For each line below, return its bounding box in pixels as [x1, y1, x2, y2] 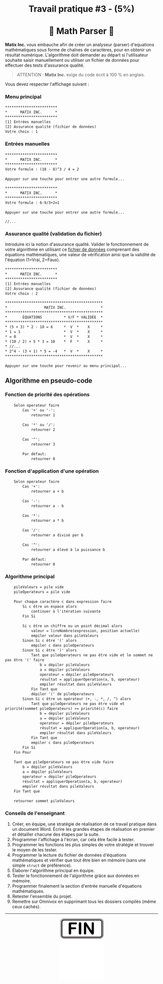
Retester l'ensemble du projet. [12, 893, 73, 899]
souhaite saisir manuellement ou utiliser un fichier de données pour [5, 57, 140, 63]
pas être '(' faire [5, 658, 45, 663]
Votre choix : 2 [5, 291, 38, 296]
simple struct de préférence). [12, 862, 72, 868]
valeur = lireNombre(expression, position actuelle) [31, 629, 140, 633]
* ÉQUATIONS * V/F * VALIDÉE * [5, 315, 103, 320]
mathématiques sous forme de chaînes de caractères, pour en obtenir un [5, 47, 151, 53]
